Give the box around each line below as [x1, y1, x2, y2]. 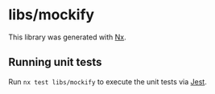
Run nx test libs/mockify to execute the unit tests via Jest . [8, 76, 207, 86]
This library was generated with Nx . [8, 32, 126, 42]
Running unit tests [8, 55, 102, 69]
